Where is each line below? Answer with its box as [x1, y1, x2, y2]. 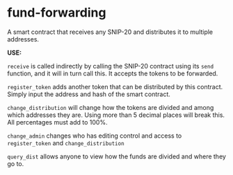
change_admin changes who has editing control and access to [7, 131, 182, 140]
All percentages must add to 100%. [7, 118, 108, 126]
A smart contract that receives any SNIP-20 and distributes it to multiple [7, 28, 214, 36]
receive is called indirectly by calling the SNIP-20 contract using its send [7, 62, 214, 70]
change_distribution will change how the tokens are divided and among [7, 103, 214, 111]
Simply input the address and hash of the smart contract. [7, 90, 170, 98]
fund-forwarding [7, 5, 106, 21]
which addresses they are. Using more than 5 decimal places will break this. [7, 111, 225, 119]
